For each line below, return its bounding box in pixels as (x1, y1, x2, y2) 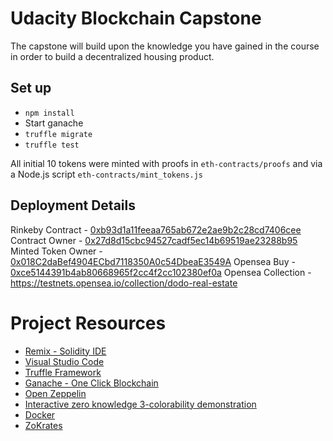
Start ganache (24, 117, 84, 129)
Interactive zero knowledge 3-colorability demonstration (24, 398, 257, 410)
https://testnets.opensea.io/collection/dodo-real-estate (10, 277, 238, 289)
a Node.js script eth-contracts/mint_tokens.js (10, 168, 203, 180)
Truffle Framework (24, 366, 102, 378)
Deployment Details (10, 197, 136, 214)
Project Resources (10, 312, 167, 334)
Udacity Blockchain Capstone (10, 7, 262, 30)
